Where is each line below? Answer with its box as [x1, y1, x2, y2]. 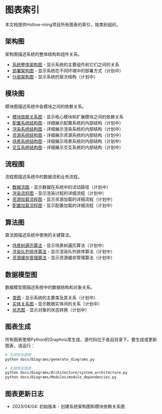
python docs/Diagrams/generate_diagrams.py [5, 357, 95, 362]
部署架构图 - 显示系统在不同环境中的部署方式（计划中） [12, 67, 124, 73]
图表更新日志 [5, 390, 44, 398]
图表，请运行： [5, 343, 35, 349]
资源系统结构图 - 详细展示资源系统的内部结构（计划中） [12, 132, 124, 138]
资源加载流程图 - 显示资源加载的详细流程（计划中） [12, 196, 116, 202]
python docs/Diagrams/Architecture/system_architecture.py [5, 370, 128, 375]
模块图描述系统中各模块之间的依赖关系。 [5, 103, 86, 109]
